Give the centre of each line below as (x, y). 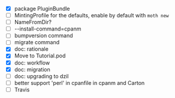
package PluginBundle (42, 9)
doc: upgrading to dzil (41, 76)
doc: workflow (32, 63)
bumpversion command (43, 36)
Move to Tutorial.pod (40, 56)
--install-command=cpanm (48, 29)
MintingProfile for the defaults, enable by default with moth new (91, 16)
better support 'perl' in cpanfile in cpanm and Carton (79, 82)
